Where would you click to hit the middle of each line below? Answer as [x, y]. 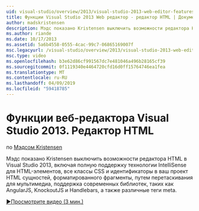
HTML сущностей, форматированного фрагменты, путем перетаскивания [99, 177]
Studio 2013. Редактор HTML [80, 131]
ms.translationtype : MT [36, 72]
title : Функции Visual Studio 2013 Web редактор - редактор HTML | [91, 17]
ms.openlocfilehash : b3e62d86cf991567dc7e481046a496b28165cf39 [86, 61]
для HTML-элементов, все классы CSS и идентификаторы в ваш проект [97, 171]
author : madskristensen [36, 23]
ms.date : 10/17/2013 [32, 39]
